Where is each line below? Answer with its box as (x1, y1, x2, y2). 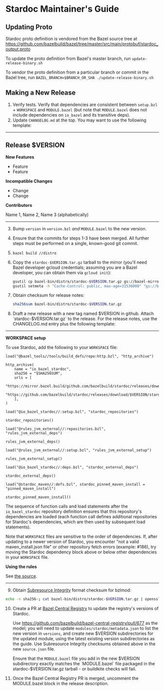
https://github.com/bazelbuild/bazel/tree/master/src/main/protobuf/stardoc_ (5, 41, 159, 47)
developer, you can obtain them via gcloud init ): (12, 269, 111, 275)
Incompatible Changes (5, 178, 53, 184)
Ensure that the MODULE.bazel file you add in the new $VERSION (12, 655, 140, 662)
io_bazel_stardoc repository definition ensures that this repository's (5, 508, 142, 514)
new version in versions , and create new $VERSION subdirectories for (12, 630, 154, 636)
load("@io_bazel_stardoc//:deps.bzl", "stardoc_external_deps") (5, 465, 139, 470)
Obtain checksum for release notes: (12, 292, 85, 298)
